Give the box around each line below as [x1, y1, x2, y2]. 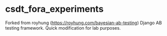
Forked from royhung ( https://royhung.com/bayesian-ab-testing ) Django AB [5, 20, 162, 26]
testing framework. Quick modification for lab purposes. [5, 25, 121, 31]
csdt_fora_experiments [5, 3, 104, 15]
